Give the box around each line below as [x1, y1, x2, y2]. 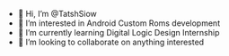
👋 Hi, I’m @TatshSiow [17, 9, 97, 19]
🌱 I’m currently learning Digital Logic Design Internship [17, 28, 220, 37]
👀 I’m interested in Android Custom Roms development [17, 18, 221, 28]
